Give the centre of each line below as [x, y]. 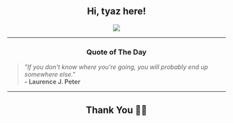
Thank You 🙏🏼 [116, 110]
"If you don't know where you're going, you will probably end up [116, 67]
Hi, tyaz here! [116, 11]
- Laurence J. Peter [52, 82]
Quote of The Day [116, 52]
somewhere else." [50, 75]
